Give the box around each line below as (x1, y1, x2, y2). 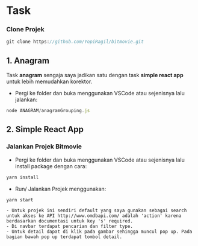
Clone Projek (6, 25, 45, 34)
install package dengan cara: (14, 162, 87, 169)
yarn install (6, 174, 39, 180)
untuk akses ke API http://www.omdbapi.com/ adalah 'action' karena (6, 213, 182, 219)
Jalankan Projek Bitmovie (6, 142, 82, 151)
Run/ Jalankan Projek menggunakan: (14, 185, 107, 192)
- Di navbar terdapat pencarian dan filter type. (6, 224, 134, 230)
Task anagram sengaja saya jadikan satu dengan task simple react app (6, 72, 184, 79)
